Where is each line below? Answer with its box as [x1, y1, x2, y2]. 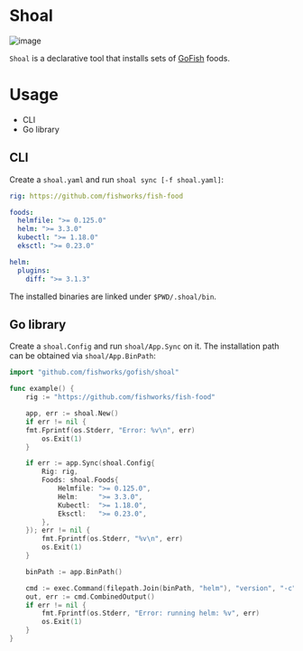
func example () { [9, 385, 75, 394]
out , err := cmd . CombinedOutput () [25, 592, 155, 601]
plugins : [17, 265, 50, 275]
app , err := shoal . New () [25, 409, 119, 418]
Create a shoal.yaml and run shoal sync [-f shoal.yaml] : [9, 173, 224, 185]
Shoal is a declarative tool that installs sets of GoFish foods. [9, 52, 231, 63]
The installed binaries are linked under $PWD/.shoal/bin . [9, 291, 216, 302]
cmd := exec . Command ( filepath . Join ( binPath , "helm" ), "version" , [25, 583, 277, 592]
